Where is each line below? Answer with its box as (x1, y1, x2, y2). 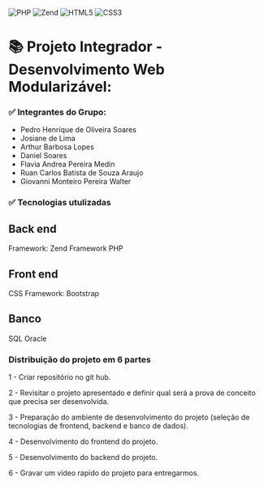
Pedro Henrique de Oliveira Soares (19, 125, 136, 135)
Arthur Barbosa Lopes (19, 142, 95, 152)
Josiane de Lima (19, 134, 76, 144)
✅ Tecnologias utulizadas (8, 197, 111, 209)
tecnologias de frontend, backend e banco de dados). (8, 421, 188, 431)
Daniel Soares (19, 151, 67, 161)
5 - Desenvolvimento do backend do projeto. (8, 453, 158, 462)
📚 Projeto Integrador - (8, 37, 163, 56)
